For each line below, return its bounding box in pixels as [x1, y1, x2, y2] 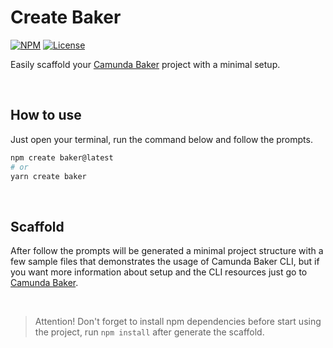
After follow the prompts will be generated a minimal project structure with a [10, 245, 324, 257]
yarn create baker [10, 171, 87, 181]
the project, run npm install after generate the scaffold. [34, 326, 265, 338]
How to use [10, 107, 82, 124]
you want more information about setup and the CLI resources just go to [10, 266, 308, 278]
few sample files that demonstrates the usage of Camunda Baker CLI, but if [10, 256, 320, 268]
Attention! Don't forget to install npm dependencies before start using [34, 316, 322, 328]
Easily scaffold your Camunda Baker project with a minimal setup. [10, 58, 281, 70]
